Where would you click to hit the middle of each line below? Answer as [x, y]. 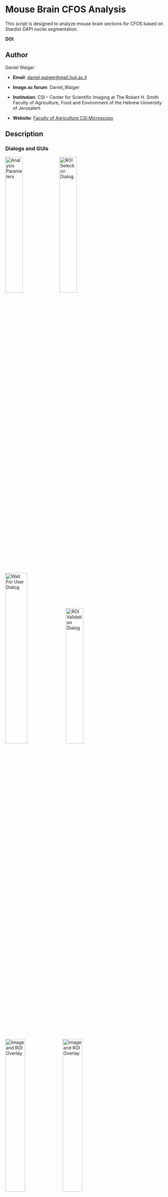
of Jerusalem [26, 108]
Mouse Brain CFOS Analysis [66, 9]
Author [17, 55]
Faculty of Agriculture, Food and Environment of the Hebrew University [87, 102]
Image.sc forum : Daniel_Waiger [46, 87]
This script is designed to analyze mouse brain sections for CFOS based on [84, 24]
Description [24, 134]
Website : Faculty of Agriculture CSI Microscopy [63, 118]
